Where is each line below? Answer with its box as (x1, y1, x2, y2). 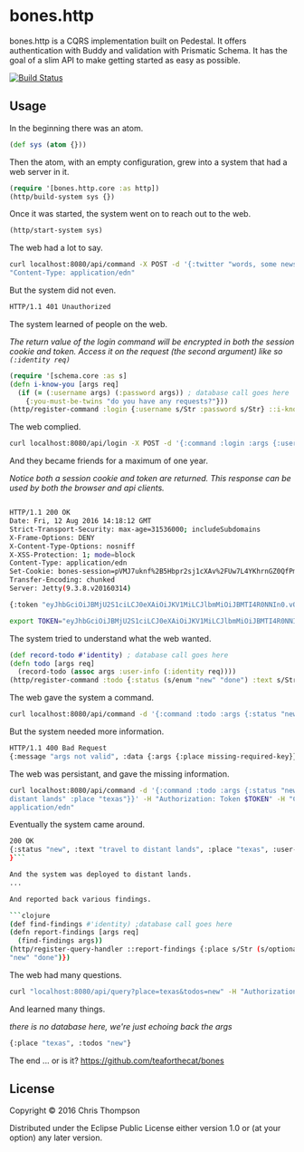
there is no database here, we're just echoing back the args (9, 1021, 233, 1031)
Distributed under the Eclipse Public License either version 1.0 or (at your (9, 1123, 281, 1134)
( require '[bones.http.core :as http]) (9, 183, 160, 193)
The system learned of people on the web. (9, 318, 168, 329)
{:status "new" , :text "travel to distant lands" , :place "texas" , (9, 845, 270, 855)
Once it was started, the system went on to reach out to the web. (9, 208, 252, 219)
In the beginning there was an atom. (9, 122, 144, 133)
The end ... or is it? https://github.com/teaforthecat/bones (9, 1055, 224, 1066)
